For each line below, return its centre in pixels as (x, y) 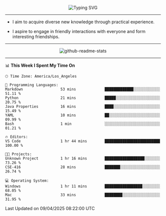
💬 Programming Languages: (32, 85)
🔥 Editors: (17, 137)
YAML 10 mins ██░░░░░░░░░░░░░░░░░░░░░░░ (83, 115)
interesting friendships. (36, 37)
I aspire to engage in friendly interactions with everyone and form (79, 31)
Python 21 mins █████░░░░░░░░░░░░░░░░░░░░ (83, 98)
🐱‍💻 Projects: (19, 154)
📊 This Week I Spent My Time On (40, 65)
